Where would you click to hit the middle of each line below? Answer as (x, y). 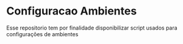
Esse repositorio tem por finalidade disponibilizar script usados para (92, 28)
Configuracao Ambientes (72, 11)
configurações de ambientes (42, 34)
